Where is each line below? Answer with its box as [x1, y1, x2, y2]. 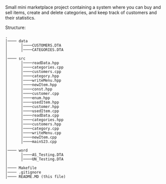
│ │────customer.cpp [5, 91, 59, 96]
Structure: [5, 24, 26, 30]
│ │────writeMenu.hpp [5, 78, 61, 83]
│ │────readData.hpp [5, 60, 59, 65]
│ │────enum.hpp [5, 95, 50, 100]
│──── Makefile [5, 165, 37, 170]
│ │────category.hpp [5, 73, 59, 78]
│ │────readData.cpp [5, 113, 59, 118]
